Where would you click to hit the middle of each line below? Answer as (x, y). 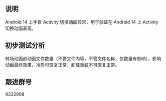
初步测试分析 (25, 46)
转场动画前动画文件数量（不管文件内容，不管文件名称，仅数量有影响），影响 (83, 58)
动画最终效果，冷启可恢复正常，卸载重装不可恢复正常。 (62, 64)
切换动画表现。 (21, 28)
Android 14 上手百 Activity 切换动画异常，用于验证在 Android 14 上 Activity (82, 22)
